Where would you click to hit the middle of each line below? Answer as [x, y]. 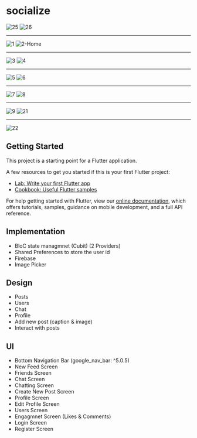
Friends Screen [33, 373]
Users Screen [31, 410]
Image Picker [30, 264]
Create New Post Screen [44, 392]
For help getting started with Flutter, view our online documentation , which [96, 201]
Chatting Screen [34, 385]
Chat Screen [30, 379]
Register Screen [34, 429]
